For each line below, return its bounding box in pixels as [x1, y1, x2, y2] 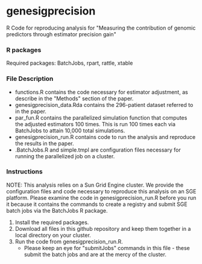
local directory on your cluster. [14, 231, 92, 239]
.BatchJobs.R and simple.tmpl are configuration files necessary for [14, 146, 181, 153]
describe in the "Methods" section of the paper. [14, 95, 134, 102]
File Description [6, 74, 54, 83]
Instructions [6, 167, 43, 176]
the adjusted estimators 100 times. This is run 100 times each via [14, 120, 176, 127]
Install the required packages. [14, 219, 89, 226]
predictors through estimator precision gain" [6, 30, 116, 37]
